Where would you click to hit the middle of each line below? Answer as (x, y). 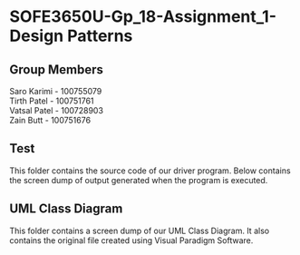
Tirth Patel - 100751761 (52, 101)
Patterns (100, 36)
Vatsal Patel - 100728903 (57, 110)
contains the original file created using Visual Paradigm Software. (131, 240)
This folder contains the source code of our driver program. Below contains (150, 171)
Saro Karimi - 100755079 (56, 91)
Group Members (57, 69)
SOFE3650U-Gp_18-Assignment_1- (143, 17)
